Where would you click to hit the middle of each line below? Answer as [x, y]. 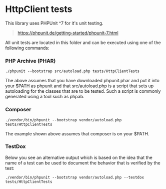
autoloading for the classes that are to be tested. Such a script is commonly [83, 91]
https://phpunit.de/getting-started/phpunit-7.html [68, 33]
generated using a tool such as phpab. [45, 97]
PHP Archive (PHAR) [30, 61]
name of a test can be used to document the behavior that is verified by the [83, 163]
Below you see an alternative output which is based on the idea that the [79, 157]
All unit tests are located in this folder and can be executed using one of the [83, 42]
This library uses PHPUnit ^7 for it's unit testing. [54, 23]
